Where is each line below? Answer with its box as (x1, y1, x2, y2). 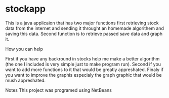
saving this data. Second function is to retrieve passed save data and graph (5, 30, 163, 37)
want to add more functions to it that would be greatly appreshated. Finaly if (5, 67, 163, 73)
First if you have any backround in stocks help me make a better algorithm (5, 55, 160, 61)
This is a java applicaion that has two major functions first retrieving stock (5, 20, 159, 26)
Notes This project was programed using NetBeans (5, 87, 112, 93)
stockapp (5, 3, 46, 15)
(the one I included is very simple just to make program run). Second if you (5, 61, 161, 67)
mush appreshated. (5, 77, 46, 83)
